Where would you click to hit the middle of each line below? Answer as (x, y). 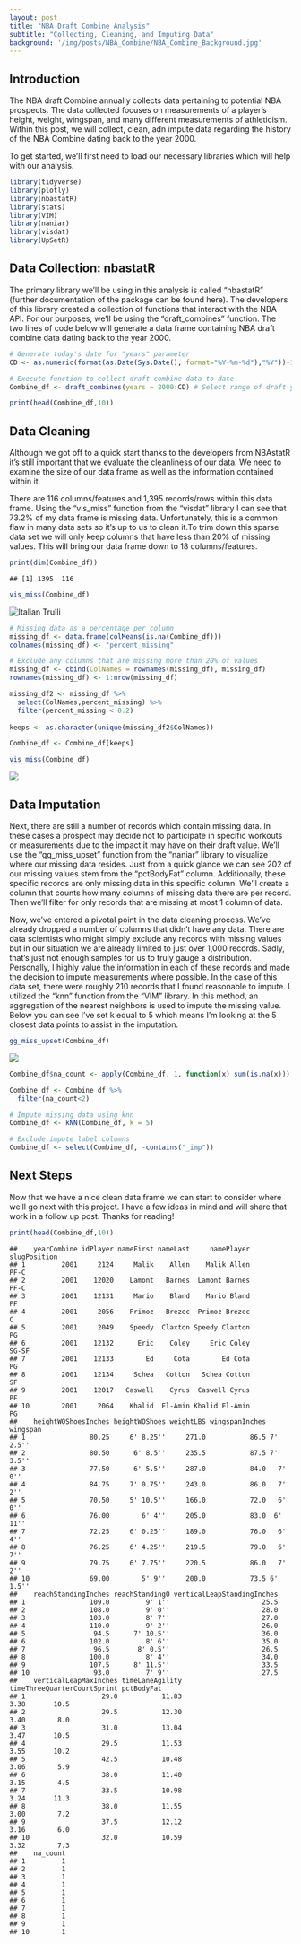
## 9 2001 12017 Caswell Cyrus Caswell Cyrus (130, 1390)
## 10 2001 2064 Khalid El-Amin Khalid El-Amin (130, 1406)
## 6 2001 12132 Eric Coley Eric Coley (130, 1343)
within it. (25, 482)
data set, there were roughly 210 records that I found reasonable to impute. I (150, 986)
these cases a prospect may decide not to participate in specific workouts (146, 836)
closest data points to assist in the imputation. (94, 1024)
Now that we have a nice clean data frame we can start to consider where (146, 1197)
